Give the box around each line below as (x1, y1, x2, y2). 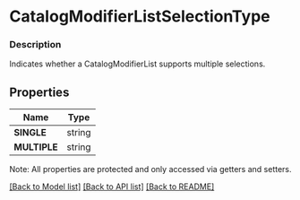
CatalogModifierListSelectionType (9, 6, 270, 27)
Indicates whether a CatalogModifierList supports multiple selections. (9, 58, 266, 69)
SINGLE (13, 126, 47, 139)
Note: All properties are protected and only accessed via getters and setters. (9, 164, 293, 175)
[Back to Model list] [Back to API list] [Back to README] (9, 181, 215, 192)
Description (9, 39, 62, 51)
